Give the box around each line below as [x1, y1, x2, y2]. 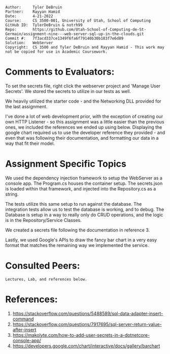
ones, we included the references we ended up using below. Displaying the [5, 124, 162, 130]
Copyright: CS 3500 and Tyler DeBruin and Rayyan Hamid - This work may [5, 45, 165, 50]
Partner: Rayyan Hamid [5, 9, 60, 14]
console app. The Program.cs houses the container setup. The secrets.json [5, 180, 163, 186]
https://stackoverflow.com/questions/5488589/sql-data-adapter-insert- [12, 310, 163, 316]
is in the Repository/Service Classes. [5, 217, 82, 223]
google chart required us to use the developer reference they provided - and [5, 130, 165, 136]
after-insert [12, 327, 37, 333]
